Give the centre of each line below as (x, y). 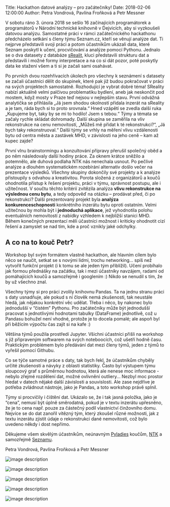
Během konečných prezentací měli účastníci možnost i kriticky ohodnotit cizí (85, 221)
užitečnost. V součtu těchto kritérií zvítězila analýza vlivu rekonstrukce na (83, 189)
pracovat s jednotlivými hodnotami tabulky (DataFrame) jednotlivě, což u (81, 313)
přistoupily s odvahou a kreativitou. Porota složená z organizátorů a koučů (83, 178)
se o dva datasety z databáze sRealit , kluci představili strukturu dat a (77, 55)
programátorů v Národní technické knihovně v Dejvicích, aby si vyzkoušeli (82, 28)
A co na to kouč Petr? (40, 242)
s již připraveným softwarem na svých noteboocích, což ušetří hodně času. (84, 339)
